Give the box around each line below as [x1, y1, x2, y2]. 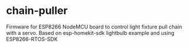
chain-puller [6, 4, 68, 17]
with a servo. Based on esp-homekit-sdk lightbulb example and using [6, 29, 175, 36]
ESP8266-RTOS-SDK [6, 35, 58, 42]
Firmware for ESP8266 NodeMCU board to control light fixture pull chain [6, 23, 183, 30]
